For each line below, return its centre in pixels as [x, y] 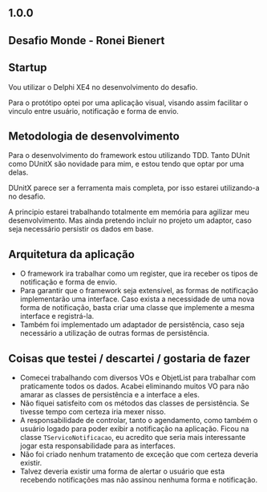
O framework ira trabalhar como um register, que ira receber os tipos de [139, 274]
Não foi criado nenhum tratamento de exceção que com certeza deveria [139, 454]
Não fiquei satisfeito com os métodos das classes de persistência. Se [135, 403]
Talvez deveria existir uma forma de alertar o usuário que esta [122, 471]
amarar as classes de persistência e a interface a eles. [110, 395]
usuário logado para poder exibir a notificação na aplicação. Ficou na [134, 429]
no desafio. [27, 196]
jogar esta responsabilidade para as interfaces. [98, 446]
